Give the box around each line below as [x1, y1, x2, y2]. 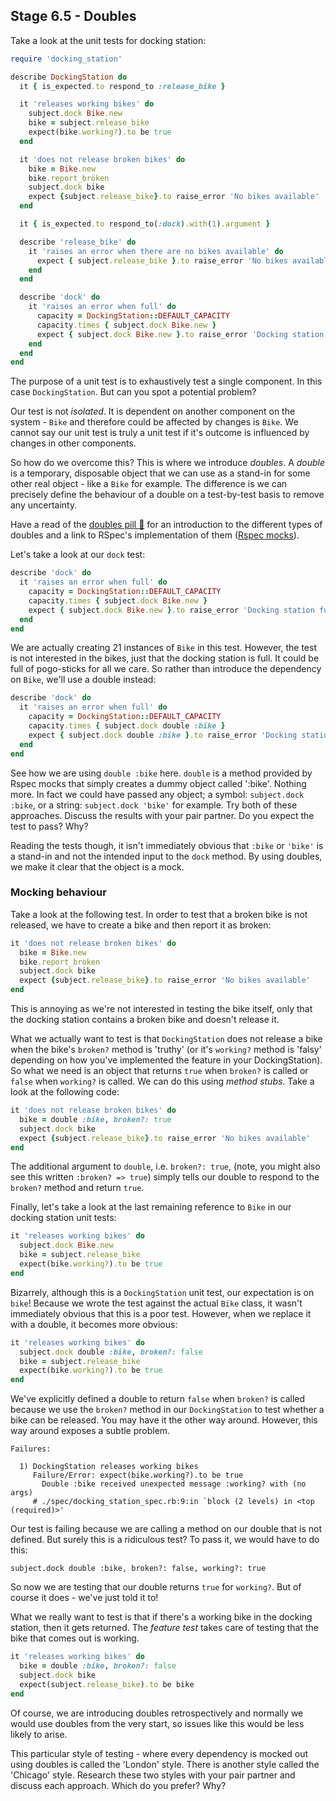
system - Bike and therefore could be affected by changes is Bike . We [10, 416, 299, 428]
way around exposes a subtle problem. [10, 1425, 171, 1437]
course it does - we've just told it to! [10, 1592, 159, 1604]
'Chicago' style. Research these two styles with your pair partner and [10, 1769, 296, 1781]
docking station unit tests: [10, 1212, 117, 1224]
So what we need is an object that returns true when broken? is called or [10, 1065, 309, 1077]
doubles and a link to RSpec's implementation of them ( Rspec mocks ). [10, 529, 300, 541]
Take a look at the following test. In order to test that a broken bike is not [10, 908, 308, 920]
